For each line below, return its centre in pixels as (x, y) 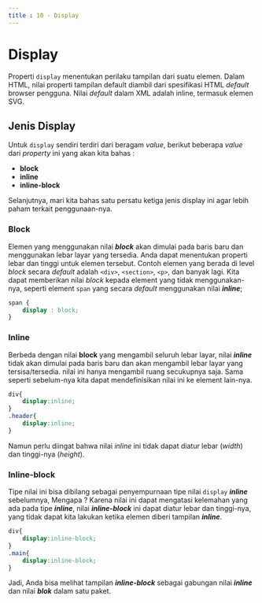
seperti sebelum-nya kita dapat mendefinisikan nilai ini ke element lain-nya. (130, 379)
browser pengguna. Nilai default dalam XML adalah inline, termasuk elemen (131, 93)
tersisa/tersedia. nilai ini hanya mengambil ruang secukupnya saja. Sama (126, 372)
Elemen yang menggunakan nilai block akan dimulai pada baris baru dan (126, 246)
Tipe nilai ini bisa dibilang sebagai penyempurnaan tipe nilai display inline (128, 492)
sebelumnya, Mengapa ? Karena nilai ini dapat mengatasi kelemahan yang (128, 500)
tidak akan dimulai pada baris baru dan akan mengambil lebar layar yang (126, 363)
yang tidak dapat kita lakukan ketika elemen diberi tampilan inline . (115, 517)
